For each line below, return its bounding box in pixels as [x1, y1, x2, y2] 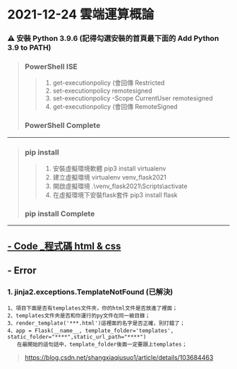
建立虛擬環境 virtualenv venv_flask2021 [52, 173, 167, 181]
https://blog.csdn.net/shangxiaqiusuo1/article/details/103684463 [24, 353, 214, 362]
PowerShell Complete [24, 121, 101, 131]
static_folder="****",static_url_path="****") [7, 334, 147, 341]
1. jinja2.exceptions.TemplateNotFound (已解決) [7, 287, 174, 297]
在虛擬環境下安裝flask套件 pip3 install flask [52, 191, 178, 199]
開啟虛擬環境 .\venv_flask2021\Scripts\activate [52, 182, 188, 190]
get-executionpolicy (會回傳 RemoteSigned [52, 102, 178, 111]
